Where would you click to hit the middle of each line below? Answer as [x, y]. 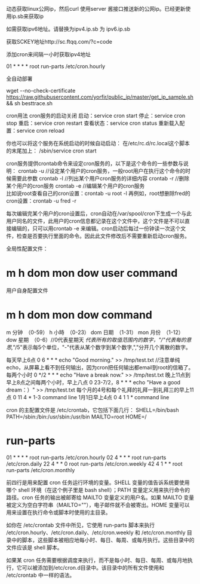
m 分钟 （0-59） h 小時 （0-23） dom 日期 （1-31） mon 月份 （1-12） [95, 332]
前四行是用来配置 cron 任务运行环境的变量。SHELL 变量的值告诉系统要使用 [98, 482]
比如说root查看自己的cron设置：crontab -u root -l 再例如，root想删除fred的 [98, 193]
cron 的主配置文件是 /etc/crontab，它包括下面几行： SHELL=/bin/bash [93, 410]
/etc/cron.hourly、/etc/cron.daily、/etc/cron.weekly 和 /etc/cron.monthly [96, 532]
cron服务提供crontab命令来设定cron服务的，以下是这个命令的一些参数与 [95, 163]
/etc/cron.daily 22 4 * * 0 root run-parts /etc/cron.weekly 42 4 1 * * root [94, 464]
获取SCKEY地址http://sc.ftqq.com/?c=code [59, 42]
